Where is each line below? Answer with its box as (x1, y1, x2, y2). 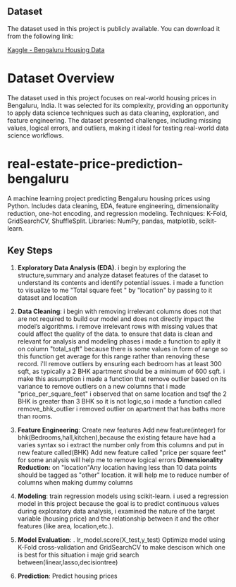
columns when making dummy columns (17, 478, 133, 486)
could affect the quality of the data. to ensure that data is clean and (17, 329, 213, 338)
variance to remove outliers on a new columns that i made (17, 382, 186, 390)
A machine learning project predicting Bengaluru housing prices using (7, 194, 211, 202)
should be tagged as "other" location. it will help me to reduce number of (17, 471, 230, 479)
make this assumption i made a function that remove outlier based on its (17, 374, 227, 383)
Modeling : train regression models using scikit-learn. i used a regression (17, 492, 229, 500)
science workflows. (7, 131, 64, 140)
